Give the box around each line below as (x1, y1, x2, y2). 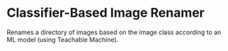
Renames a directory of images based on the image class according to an (6, 28, 222, 36)
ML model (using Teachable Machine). (6, 35, 119, 43)
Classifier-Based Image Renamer (6, 5, 205, 21)
